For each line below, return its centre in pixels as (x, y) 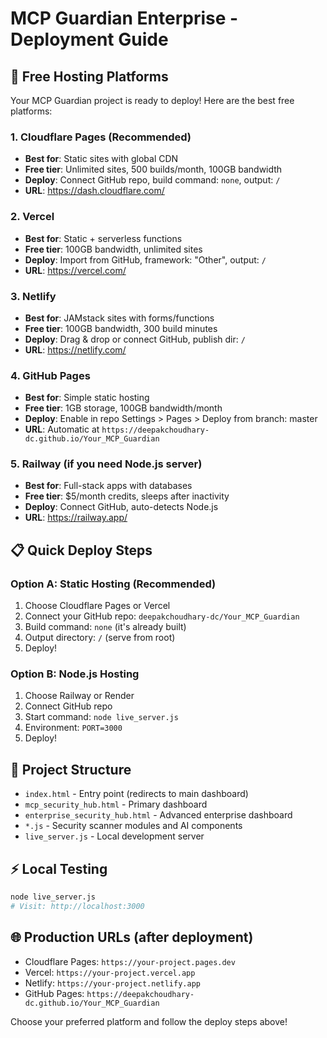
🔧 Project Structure (71, 769)
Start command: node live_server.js (101, 717)
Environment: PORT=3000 (73, 728)
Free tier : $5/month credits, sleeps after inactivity (127, 496)
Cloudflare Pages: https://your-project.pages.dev (130, 961)
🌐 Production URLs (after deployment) (132, 937)
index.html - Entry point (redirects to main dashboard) (136, 794)
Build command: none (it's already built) (105, 627)
